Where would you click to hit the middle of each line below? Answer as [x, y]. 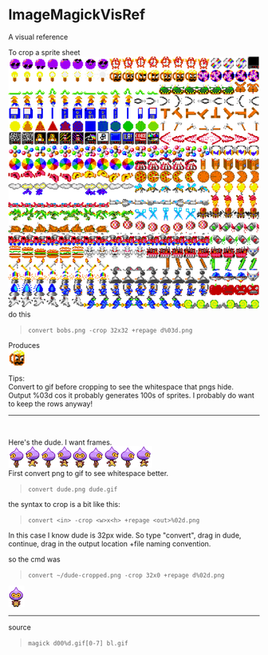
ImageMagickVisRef [77, 15]
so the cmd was [35, 559]
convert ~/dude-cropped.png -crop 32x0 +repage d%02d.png [126, 575]
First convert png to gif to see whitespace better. [89, 473]
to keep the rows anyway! [51, 403]
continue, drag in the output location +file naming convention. [110, 543]
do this [20, 314]
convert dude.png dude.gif [73, 489]
